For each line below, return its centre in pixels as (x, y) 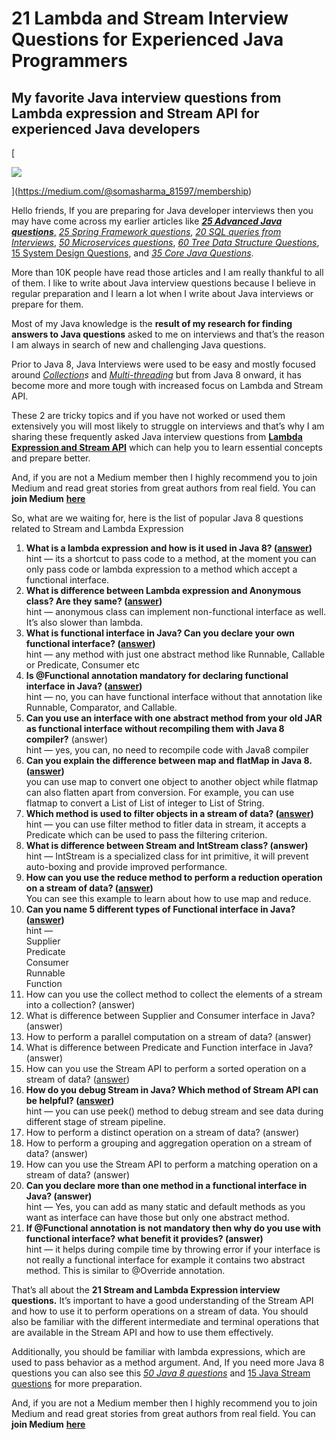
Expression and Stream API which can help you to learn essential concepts (167, 447)
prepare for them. (47, 304)
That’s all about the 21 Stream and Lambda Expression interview (146, 1290)
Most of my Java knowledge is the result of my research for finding (152, 323)
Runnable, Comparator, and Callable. (101, 707)
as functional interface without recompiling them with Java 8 (155, 728)
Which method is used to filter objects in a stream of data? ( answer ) (169, 813)
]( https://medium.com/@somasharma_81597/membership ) (132, 191)
